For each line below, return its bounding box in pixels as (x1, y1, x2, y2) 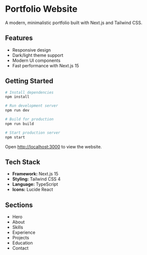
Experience (12, 229, 35, 235)
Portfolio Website (5, 3, 78, 15)
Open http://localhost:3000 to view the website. (5, 143, 102, 149)
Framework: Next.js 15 (12, 171, 59, 177)
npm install (5, 94, 29, 99)
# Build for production (5, 117, 54, 122)
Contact (12, 245, 29, 251)
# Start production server (5, 130, 60, 135)
